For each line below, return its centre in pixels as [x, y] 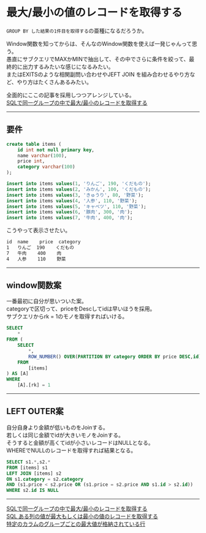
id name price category [44, 242]
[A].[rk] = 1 [34, 385]
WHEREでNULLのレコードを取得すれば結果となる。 [71, 450]
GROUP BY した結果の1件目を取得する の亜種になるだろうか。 [77, 31]
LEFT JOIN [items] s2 [34, 473]
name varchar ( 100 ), [42, 156]
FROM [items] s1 [27, 467]
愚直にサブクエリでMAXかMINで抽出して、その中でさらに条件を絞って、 [98, 59]
